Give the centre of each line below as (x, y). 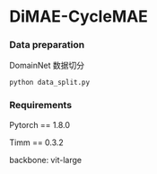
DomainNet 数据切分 (47, 66)
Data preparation (47, 45)
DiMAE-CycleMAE (78, 17)
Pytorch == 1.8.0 (39, 124)
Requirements (41, 105)
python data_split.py (50, 83)
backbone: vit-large (46, 160)
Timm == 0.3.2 (37, 142)
